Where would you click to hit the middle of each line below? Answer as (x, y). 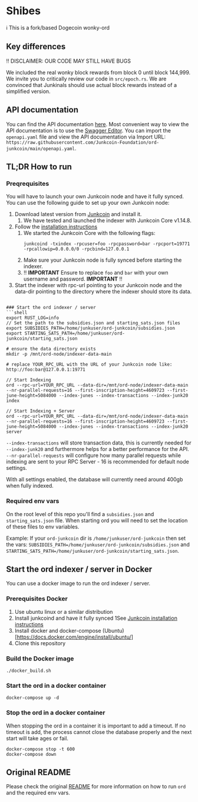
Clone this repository (40, 643)
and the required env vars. (38, 793)
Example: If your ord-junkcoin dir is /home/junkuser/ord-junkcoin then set (96, 538)
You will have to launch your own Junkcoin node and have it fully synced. (95, 197)
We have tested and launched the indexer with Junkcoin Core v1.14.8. (107, 221)
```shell (17, 313)
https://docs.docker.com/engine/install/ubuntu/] (75, 637)
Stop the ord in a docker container (56, 713)
